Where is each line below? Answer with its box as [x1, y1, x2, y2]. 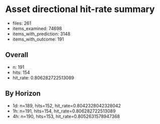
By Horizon [5, 89, 41, 98]
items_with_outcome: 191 [12, 36, 64, 42]
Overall [5, 51, 29, 59]
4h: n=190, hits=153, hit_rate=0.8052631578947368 [12, 113, 120, 119]
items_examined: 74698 [12, 25, 62, 31]
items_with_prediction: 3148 [12, 31, 70, 37]
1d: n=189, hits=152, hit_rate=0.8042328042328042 [12, 102, 121, 108]
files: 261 [12, 20, 32, 26]
